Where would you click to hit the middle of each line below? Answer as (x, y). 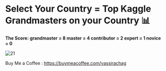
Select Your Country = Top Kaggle (78, 9)
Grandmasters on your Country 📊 (78, 21)
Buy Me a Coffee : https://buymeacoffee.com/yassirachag (66, 63)
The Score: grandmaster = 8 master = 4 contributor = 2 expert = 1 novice (83, 38)
